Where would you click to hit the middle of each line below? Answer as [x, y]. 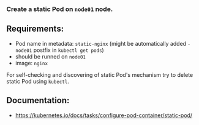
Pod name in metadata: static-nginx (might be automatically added [101, 43]
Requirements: [35, 29]
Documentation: [38, 100]
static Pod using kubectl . [38, 81]
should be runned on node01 [51, 56]
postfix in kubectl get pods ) [69, 50]
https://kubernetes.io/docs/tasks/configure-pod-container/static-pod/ [104, 115]
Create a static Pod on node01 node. [60, 9]
